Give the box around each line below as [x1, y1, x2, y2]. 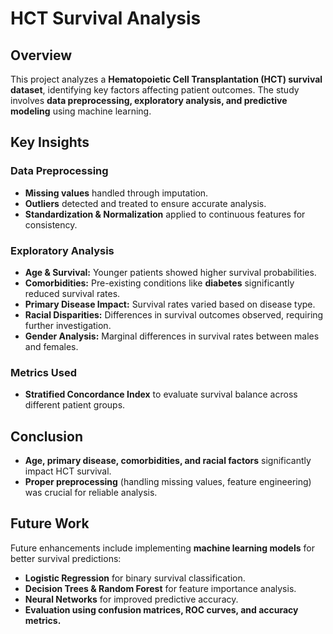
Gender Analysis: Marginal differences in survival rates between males [24, 330, 320, 342]
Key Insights [10, 134, 90, 151]
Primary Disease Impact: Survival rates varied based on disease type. [24, 298, 316, 310]
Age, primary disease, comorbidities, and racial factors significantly [24, 455, 312, 467]
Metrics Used [10, 365, 78, 379]
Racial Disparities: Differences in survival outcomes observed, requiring [24, 308, 324, 321]
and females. [24, 340, 79, 352]
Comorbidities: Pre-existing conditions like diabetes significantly [24, 277, 295, 289]
